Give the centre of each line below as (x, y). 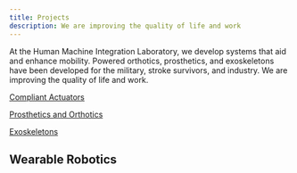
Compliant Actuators (47, 97)
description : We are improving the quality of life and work (125, 26)
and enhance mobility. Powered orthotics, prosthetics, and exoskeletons (142, 61)
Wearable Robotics (63, 159)
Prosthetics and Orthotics (56, 114)
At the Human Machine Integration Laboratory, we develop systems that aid (148, 51)
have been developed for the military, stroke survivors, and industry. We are (148, 70)
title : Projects (39, 17)
